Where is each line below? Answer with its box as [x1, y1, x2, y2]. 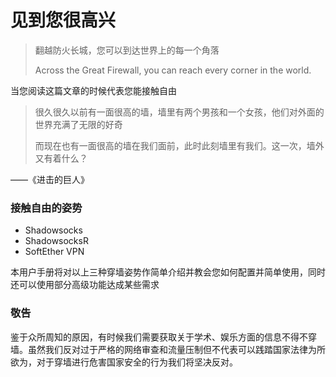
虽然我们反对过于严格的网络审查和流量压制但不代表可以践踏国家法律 [27, 343, 308, 355]
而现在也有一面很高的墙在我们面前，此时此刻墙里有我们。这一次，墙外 [34, 139, 325, 151]
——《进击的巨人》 [10, 173, 90, 185]
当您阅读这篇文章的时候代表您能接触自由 [10, 84, 177, 96]
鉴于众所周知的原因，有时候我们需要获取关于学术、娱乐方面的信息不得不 [10, 331, 308, 343]
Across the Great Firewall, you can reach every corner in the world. [34, 64, 312, 76]
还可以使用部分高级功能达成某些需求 [10, 279, 160, 291]
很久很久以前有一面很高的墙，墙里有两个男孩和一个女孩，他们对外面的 [34, 106, 325, 118]
